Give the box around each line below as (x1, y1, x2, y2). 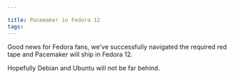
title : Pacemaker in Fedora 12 (7, 16, 101, 23)
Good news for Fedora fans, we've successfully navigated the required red (7, 42, 227, 51)
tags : (7, 23, 24, 30)
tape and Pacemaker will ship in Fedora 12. (7, 50, 133, 59)
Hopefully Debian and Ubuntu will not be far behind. (7, 63, 161, 72)
